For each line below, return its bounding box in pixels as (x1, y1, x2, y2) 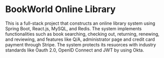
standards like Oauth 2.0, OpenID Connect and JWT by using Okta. (5, 47, 144, 53)
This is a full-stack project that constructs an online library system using (5, 20, 155, 26)
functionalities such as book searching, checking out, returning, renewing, (5, 31, 160, 37)
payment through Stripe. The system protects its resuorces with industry (5, 41, 156, 47)
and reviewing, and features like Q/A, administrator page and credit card (5, 36, 155, 42)
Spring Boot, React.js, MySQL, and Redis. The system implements (5, 25, 142, 31)
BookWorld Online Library (5, 4, 116, 15)
